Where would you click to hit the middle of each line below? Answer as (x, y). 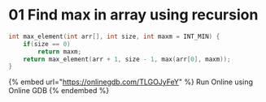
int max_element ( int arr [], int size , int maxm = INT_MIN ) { (114, 36)
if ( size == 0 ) (47, 44)
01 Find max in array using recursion (133, 15)
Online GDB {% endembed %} (59, 91)
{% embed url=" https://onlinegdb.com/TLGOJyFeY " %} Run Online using (131, 82)
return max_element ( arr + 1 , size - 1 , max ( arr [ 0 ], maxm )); (127, 59)
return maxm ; (60, 51)
